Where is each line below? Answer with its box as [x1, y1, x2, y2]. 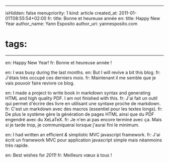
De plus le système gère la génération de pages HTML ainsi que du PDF [5, 111, 154, 117]
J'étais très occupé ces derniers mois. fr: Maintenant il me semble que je [5, 74, 156, 80]
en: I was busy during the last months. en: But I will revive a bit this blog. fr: [5, 69, 161, 75]
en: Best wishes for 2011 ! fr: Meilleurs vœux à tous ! [5, 152, 112, 158]
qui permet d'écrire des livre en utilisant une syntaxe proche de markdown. [5, 100, 161, 106]
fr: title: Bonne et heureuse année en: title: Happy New [47, 16, 160, 21]
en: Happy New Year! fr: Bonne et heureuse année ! [5, 59, 112, 65]
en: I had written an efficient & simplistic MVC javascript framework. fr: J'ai [5, 131, 160, 137]
